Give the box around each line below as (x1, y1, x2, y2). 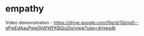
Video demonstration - (5, 19, 53, 25)
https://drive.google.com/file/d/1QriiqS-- (53, 19, 139, 25)
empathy (5, 3, 44, 14)
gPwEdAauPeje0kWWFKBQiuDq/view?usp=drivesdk (5, 24, 116, 30)
